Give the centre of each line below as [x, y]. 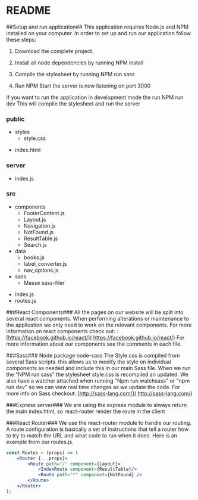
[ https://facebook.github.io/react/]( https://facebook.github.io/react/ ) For [95, 337]
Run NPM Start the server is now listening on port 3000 [83, 86]
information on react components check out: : [62, 331]
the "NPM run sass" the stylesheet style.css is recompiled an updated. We [97, 374]
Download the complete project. [54, 51]
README [29, 10]
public [15, 119]
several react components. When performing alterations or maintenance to [98, 318]
